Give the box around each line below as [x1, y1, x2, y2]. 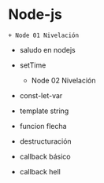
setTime [19, 60, 46, 70]
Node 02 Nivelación [31, 75, 96, 85]
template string [19, 106, 69, 115]
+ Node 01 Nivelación [8, 31, 80, 39]
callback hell [19, 167, 61, 176]
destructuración [19, 136, 72, 146]
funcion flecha [19, 121, 67, 130]
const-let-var [19, 90, 63, 100]
